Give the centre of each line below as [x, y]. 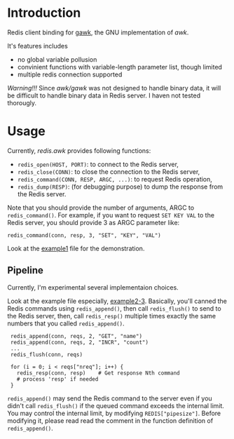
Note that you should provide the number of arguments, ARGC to [101, 208]
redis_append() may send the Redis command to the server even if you [110, 398]
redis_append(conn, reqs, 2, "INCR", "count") [80, 342]
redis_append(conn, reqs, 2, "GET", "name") [76, 336]
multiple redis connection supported [70, 74]
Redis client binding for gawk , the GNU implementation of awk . [98, 32]
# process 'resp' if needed [57, 379]
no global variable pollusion [57, 59]
